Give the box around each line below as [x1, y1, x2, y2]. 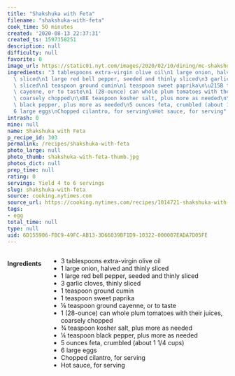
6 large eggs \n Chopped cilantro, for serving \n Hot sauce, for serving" [13, 108, 227, 115]
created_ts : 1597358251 [7, 36, 77, 43]
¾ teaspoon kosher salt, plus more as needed [60, 323, 193, 333]
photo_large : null [7, 147, 61, 154]
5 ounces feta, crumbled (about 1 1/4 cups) [60, 339, 185, 347]
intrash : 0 [7, 114, 39, 121]
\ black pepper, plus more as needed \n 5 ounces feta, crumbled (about [13, 102, 224, 109]
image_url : [7, 62, 39, 69]
